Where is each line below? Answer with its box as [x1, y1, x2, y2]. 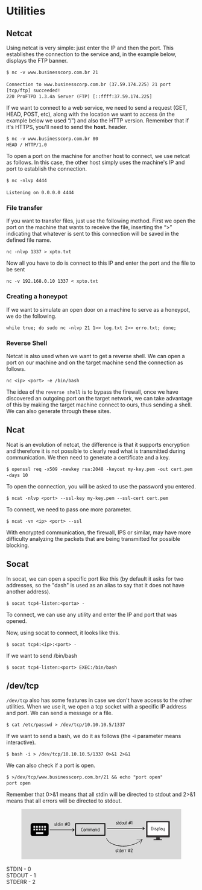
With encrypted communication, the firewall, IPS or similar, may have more [6, 529, 191, 536]
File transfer [6, 203, 43, 212]
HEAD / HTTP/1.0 [6, 142, 47, 148]
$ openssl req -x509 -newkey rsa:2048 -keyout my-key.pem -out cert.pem [6, 466, 193, 472]
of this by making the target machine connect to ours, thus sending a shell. [6, 401, 192, 408]
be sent [6, 266, 25, 273]
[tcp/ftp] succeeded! [6, 87, 61, 93]
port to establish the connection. [6, 165, 87, 172]
